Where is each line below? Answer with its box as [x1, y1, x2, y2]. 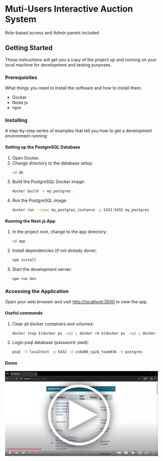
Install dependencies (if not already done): [12, 247, 97, 253]
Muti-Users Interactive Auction [5, 3, 133, 15]
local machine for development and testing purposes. [5, 62, 112, 67]
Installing [5, 116, 28, 123]
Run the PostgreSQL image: [12, 198, 67, 203]
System [5, 14, 37, 25]
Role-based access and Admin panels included [5, 30, 99, 35]
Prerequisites [5, 74, 37, 81]
